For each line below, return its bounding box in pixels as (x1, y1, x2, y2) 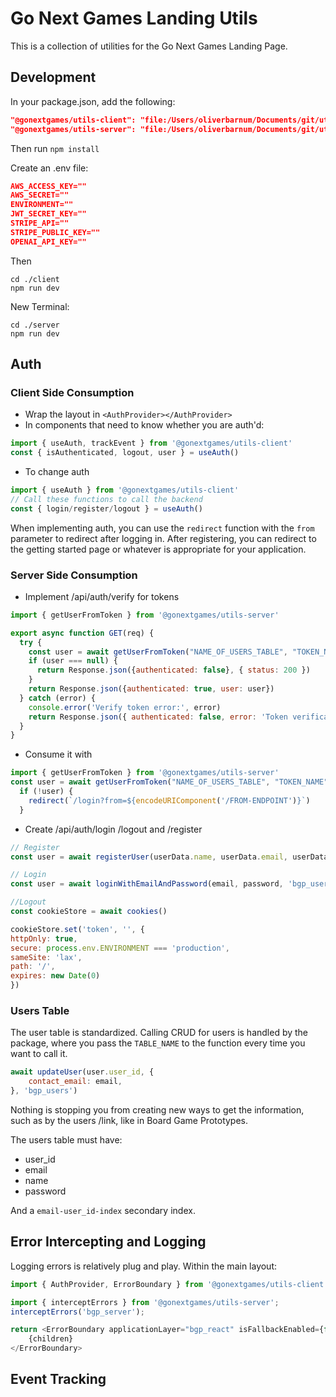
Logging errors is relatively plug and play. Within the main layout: (10, 1260, 278, 1272)
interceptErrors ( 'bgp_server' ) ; (10, 1307, 145, 1317)
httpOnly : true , (10, 933, 78, 944)
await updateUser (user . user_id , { (10, 1067, 155, 1077)
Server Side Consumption (10, 568, 138, 582)
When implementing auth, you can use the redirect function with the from (10, 522, 315, 534)
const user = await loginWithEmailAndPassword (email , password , (10, 879, 284, 889)
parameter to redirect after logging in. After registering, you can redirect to (10, 532, 317, 544)
